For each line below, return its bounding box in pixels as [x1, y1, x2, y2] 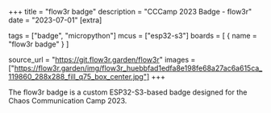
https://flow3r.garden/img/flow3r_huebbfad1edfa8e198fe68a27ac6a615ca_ [14, 63, 263, 73]
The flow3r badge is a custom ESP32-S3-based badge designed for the [8, 87, 248, 97]
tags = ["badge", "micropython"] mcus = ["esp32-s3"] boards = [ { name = [8, 31, 258, 40]
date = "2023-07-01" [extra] [8, 15, 102, 25]
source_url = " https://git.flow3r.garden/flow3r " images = [8, 55, 196, 64]
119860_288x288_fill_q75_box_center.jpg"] [8, 72, 150, 81]
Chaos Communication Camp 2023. [8, 96, 127, 105]
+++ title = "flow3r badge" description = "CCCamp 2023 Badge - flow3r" [8, 7, 252, 16]
